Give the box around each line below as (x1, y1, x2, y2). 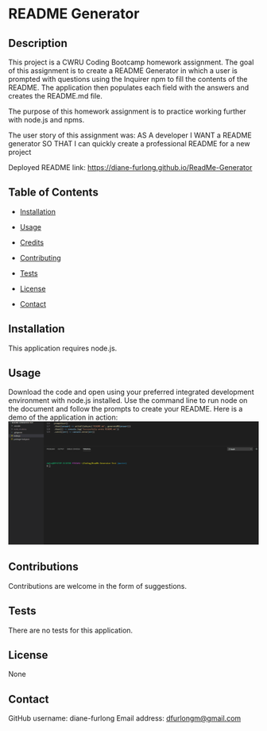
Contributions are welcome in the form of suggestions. (8, 581, 187, 590)
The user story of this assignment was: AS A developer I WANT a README (8, 130, 252, 140)
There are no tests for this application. (8, 625, 133, 635)
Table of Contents (8, 186, 99, 199)
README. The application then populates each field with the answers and (8, 83, 250, 92)
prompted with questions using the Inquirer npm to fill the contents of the (8, 75, 248, 83)
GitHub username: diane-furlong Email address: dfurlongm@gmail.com (8, 714, 242, 723)
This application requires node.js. (8, 343, 118, 353)
